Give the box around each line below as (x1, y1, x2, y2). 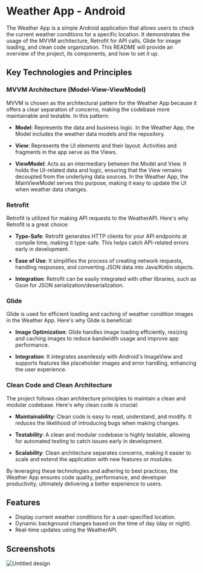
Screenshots (6, 543, 56, 554)
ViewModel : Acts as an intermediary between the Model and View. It (14, 160, 187, 167)
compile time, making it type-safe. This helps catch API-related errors (14, 238, 189, 246)
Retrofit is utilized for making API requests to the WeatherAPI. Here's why (6, 214, 188, 222)
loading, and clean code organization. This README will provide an (6, 43, 173, 51)
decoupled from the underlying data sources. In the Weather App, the (14, 173, 188, 180)
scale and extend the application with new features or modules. (14, 455, 173, 463)
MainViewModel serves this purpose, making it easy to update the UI (14, 179, 187, 187)
